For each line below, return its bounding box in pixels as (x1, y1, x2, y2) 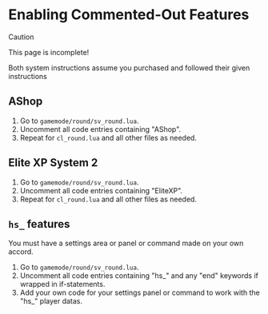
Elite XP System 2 (8, 156, 98, 169)
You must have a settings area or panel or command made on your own (8, 238, 244, 248)
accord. (8, 247, 34, 256)
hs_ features (8, 217, 70, 231)
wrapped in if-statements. (19, 280, 106, 289)
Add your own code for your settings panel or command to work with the (19, 288, 260, 297)
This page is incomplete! (8, 47, 90, 57)
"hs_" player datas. (19, 296, 82, 306)
